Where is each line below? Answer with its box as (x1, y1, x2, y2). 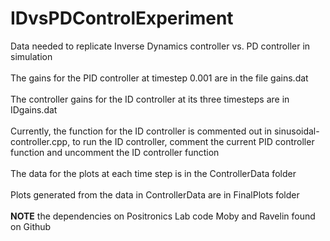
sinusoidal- (273, 125, 320, 137)
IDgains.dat (10, 103, 58, 116)
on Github (10, 220, 52, 232)
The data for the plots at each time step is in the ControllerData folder (10, 167, 297, 179)
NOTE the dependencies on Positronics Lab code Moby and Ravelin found (10, 210, 316, 222)
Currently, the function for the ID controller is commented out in (10, 125, 272, 137)
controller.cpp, (10, 135, 71, 147)
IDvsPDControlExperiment (10, 7, 234, 30)
